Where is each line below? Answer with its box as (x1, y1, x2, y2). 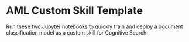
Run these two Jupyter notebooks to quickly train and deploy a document (6, 23, 183, 30)
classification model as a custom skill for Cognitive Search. (6, 29, 148, 36)
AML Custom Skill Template (6, 4, 143, 17)
